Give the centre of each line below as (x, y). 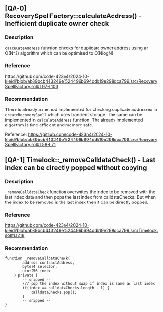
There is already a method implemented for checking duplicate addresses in (81, 109)
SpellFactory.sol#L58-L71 (30, 145)
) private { (26, 275)
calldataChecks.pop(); (54, 292)
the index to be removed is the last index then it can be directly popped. (77, 202)
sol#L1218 (15, 235)
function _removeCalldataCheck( (38, 258)
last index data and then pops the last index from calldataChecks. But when (81, 197)
